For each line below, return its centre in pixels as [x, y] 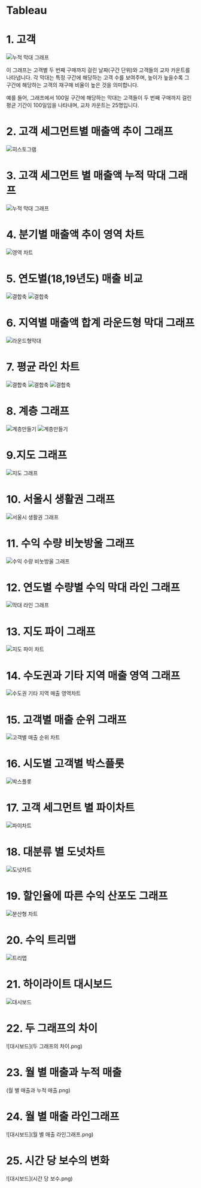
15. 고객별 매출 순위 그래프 [66, 720]
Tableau [27, 10]
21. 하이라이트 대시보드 [59, 984]
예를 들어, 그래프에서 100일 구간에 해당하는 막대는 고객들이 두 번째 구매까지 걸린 [99, 98]
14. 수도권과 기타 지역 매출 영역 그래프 [93, 676]
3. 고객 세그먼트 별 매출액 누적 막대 [86, 176]
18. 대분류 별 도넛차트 [56, 852]
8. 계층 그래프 [38, 411]
